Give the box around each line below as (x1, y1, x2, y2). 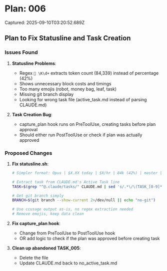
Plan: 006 (4, 3, 46, 14)
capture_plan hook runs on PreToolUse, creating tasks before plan (19, 121, 156, 127)
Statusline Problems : (11, 60, 56, 66)
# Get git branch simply (11, 193, 64, 198)
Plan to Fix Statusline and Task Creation (4, 34, 131, 42)
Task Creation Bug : (11, 111, 53, 117)
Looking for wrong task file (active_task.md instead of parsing (19, 96, 147, 102)
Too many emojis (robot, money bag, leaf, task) (19, 86, 117, 92)
